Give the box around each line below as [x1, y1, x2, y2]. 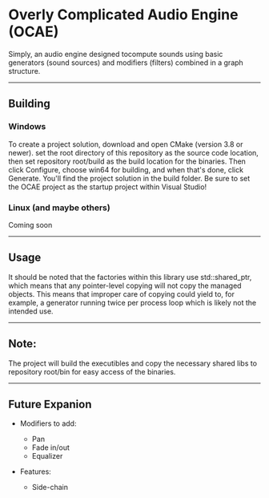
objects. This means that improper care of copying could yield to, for [8, 289, 235, 298]
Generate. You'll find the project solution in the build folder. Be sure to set [8, 173, 251, 183]
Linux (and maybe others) [8, 202, 110, 213]
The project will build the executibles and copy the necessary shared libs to [8, 358, 258, 368]
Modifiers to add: [19, 419, 77, 428]
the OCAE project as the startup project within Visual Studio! [8, 182, 207, 192]
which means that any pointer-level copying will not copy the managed [8, 281, 242, 290]
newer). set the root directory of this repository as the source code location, [8, 148, 259, 157]
